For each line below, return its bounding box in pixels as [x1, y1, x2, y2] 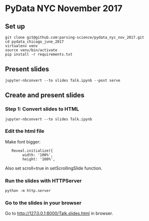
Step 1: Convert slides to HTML [5, 106, 79, 112]
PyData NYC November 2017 [5, 3, 123, 14]
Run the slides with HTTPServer [5, 177, 82, 184]
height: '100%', [22, 157, 55, 161]
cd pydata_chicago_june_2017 [5, 39, 64, 44]
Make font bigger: [5, 139, 41, 144]
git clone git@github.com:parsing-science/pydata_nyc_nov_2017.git [5, 35, 145, 40]
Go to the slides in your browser [5, 200, 82, 206]
